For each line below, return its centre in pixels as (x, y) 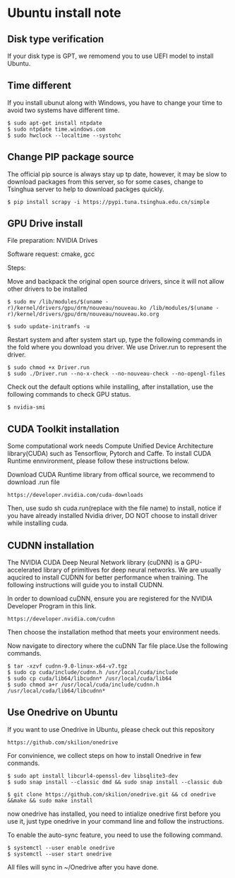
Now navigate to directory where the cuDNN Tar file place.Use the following (117, 646)
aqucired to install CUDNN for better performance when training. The (108, 577)
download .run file (34, 482)
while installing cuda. (38, 523)
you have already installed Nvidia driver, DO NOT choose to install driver (112, 516)
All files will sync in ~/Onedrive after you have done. (83, 867)
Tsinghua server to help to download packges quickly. (86, 189)
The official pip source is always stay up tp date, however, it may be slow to (117, 174)
